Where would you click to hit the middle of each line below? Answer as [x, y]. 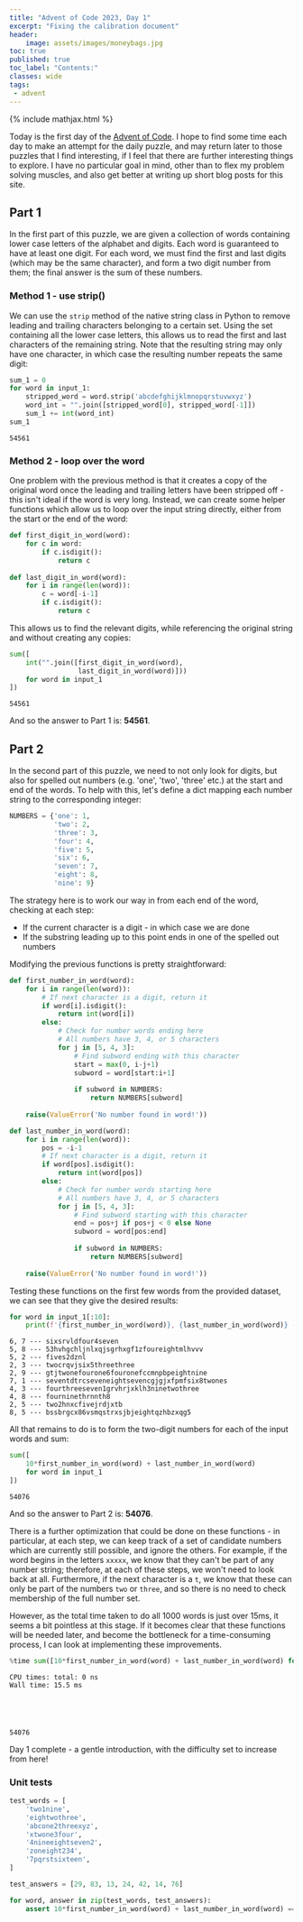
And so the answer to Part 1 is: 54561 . [80, 721]
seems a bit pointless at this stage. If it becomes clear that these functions [147, 1625]
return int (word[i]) [96, 1014]
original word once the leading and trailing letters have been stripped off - [147, 490]
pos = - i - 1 [62, 1148]
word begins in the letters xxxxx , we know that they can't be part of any [142, 1559]
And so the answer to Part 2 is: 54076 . [81, 1513]
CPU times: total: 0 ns [54, 1677]
